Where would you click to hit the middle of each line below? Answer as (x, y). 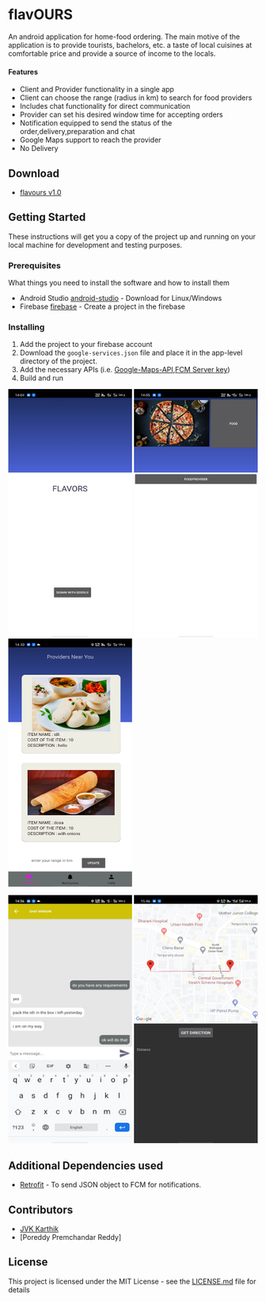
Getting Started (47, 217)
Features (23, 71)
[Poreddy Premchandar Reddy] (70, 1237)
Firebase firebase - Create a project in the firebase (103, 306)
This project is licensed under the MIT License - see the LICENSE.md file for (132, 1281)
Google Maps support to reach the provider (90, 140)
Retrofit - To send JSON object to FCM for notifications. (110, 1185)
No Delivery (39, 148)
